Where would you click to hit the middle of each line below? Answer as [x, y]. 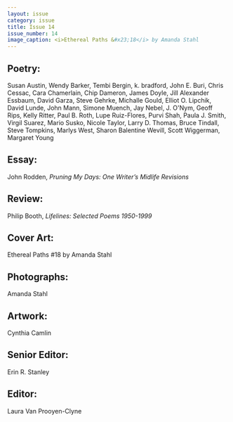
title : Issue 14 [31, 27]
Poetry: [24, 69]
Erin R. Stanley [28, 372]
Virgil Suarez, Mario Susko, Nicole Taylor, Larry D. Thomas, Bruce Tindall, [113, 122]
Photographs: [38, 277]
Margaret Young [31, 137]
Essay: [22, 160]
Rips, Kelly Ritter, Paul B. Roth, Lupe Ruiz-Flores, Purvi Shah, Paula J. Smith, [117, 115]
